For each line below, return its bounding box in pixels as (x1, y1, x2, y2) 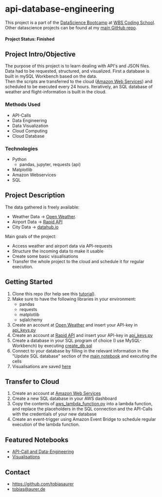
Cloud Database (12, 133, 45, 139)
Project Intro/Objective (5, 50, 76, 58)
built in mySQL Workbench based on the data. (5, 73, 97, 79)
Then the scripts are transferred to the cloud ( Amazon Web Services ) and (5, 79, 152, 84)
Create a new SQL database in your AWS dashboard (12, 395, 117, 401)
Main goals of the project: (5, 233, 57, 239)
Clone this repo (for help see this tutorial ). (12, 290, 96, 296)
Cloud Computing (12, 128, 48, 134)
